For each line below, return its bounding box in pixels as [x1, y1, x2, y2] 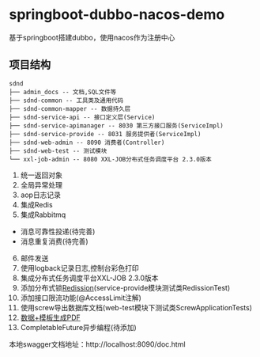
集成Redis [20, 199, 54, 209]
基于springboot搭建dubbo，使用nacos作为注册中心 [9, 32, 175, 42]
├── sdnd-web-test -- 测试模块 [9, 146, 107, 155]
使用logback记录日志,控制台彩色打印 [20, 263, 139, 272]
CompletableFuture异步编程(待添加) [20, 322, 137, 332]
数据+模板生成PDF [20, 313, 81, 322]
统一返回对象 [20, 170, 62, 180]
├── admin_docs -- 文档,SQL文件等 [9, 88, 117, 96]
